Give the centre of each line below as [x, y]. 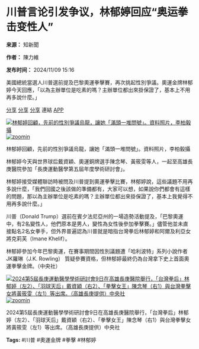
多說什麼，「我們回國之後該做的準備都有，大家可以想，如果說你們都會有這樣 [98, 189]
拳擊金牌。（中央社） [36, 266]
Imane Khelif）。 [51, 239]
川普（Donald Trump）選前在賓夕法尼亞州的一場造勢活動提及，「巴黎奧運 [95, 216]
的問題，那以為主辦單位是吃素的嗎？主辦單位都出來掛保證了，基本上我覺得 [97, 196]
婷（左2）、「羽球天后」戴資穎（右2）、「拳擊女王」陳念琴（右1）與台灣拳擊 [96, 320]
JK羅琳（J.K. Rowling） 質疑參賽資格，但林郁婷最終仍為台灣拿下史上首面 [95, 258]
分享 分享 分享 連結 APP [35, 110]
